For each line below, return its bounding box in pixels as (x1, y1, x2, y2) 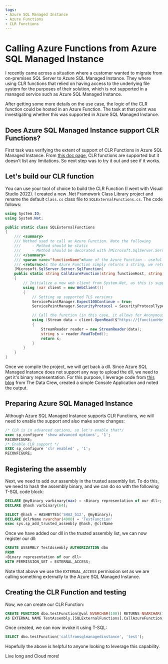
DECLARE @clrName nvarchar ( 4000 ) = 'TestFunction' (5, 516, 113, 521)
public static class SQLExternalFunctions (5, 224, 95, 230)
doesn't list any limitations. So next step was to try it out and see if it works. (5, 158, 161, 163)
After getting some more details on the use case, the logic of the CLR (5, 101, 147, 107)
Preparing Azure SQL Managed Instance (5, 399, 133, 408)
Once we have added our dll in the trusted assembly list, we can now (5, 530, 147, 536)
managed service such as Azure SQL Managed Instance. (5, 91, 122, 97)
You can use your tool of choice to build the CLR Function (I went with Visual (5, 185, 163, 191)
